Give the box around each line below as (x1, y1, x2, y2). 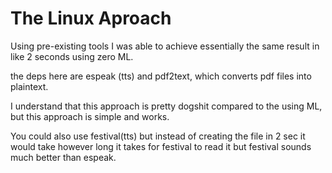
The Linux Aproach (10, 7, 172, 30)
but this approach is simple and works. (10, 110, 170, 122)
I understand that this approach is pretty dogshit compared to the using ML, (10, 100, 323, 112)
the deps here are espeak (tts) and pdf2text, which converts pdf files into (10, 70, 312, 82)
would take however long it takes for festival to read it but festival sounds (10, 140, 312, 152)
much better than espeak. (10, 151, 117, 163)
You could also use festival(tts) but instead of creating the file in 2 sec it (10, 130, 306, 142)
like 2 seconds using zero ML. (10, 50, 134, 62)
